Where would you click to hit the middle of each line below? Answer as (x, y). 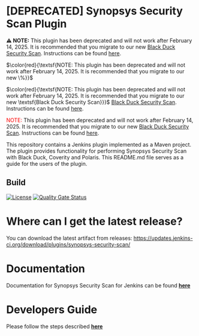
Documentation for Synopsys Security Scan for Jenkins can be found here (98, 285)
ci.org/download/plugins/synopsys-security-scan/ (68, 244)
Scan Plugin (37, 24)
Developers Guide (52, 309)
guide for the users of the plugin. (47, 163)
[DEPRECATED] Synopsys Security (94, 11)
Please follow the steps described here (55, 326)
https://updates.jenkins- (163, 238)
